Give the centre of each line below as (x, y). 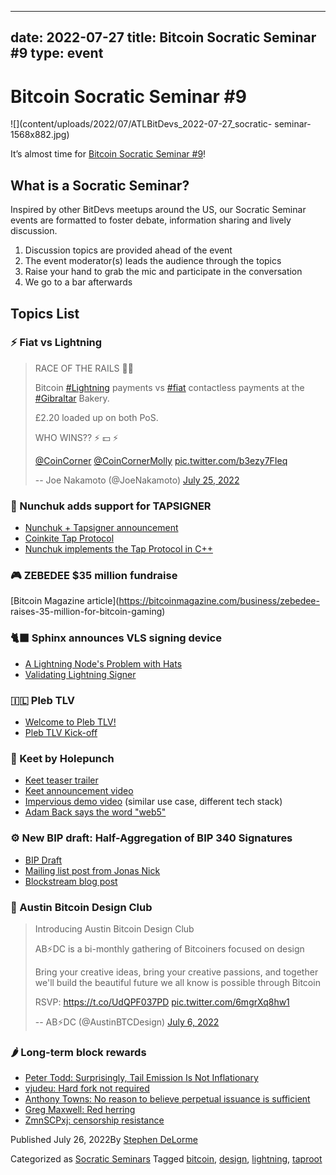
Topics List (45, 313)
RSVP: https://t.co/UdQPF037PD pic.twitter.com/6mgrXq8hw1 (162, 1002)
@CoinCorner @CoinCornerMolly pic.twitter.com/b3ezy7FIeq (161, 460)
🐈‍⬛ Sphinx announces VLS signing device (116, 638)
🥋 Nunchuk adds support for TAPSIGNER (111, 506)
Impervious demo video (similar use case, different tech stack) (153, 802)
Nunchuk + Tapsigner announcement (101, 528)
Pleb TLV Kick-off (61, 733)
